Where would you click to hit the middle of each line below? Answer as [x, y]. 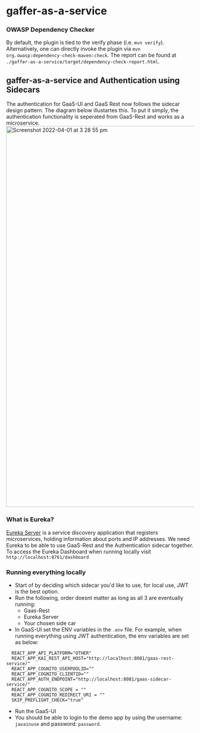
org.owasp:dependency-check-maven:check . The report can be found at [91, 55]
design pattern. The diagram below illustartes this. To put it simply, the [92, 110]
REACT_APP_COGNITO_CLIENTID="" [50, 674]
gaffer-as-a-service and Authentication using [93, 80]
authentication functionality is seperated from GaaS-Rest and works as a [95, 117]
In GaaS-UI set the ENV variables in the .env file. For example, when [98, 629]
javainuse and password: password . [58, 723]
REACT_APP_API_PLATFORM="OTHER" [52, 653]
